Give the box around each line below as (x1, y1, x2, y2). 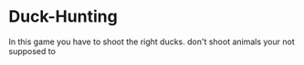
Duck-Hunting (8, 6, 118, 27)
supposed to (8, 45, 57, 56)
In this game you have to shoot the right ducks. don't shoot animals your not (8, 36, 295, 47)
